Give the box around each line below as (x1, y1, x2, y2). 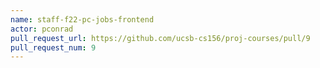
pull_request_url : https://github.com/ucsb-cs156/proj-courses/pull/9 (10, 33, 311, 43)
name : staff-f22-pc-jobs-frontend (10, 14, 155, 25)
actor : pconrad (10, 24, 74, 34)
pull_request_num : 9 (10, 42, 97, 53)
